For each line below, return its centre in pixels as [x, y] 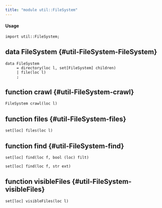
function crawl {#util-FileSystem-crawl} [70, 92]
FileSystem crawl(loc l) [31, 103]
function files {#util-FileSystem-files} [66, 119]
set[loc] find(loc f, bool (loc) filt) [47, 158]
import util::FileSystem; [32, 36]
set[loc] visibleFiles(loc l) [37, 201]
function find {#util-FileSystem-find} [65, 146]
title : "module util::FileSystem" [42, 10]
